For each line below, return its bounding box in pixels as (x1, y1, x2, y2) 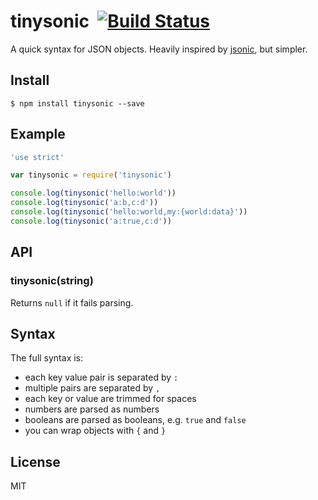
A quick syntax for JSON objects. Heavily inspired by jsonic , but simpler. (10, 43, 308, 55)
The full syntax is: (10, 352, 84, 364)
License (10, 453, 61, 470)
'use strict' (10, 152, 65, 162)
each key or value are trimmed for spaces (24, 393, 197, 405)
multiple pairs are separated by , (24, 382, 161, 394)
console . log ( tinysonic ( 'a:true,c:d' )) (10, 216, 172, 226)
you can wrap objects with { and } (24, 425, 167, 437)
